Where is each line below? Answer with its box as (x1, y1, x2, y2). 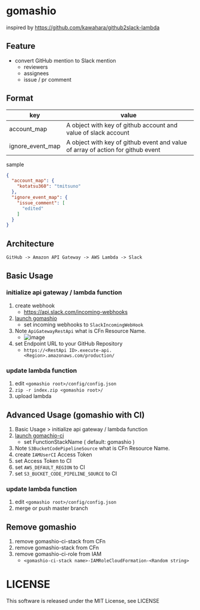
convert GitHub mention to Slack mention (14, 57, 116, 64)
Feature (6, 41, 36, 51)
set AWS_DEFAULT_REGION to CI (14, 463, 85, 471)
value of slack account (66, 128, 130, 136)
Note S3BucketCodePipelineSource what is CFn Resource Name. (14, 444, 170, 452)
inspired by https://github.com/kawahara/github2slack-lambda (6, 24, 160, 31)
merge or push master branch (14, 505, 88, 512)
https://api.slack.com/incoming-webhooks (23, 308, 128, 315)
